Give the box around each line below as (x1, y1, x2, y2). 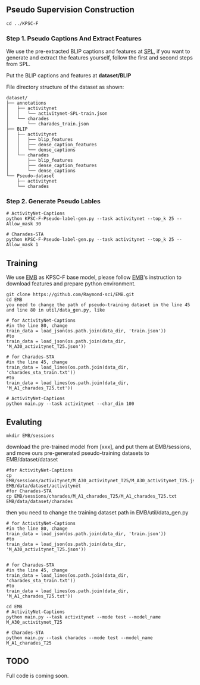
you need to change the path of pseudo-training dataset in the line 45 (6, 302, 190, 308)
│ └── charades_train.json (6, 121, 89, 127)
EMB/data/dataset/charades (6, 499, 73, 505)
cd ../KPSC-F (6, 20, 39, 26)
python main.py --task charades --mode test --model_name (6, 635, 153, 641)
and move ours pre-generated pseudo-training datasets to (6, 450, 150, 457)
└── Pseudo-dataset (6, 173, 55, 179)
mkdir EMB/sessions (6, 433, 55, 439)
